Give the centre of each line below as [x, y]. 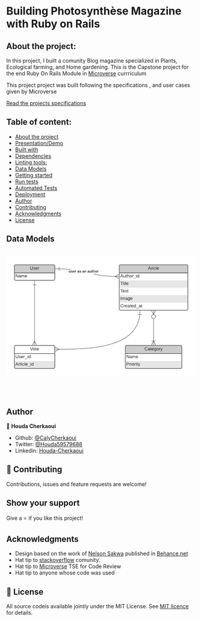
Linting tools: [31, 162]
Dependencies [33, 156]
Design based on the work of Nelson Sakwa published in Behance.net [101, 553]
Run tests [27, 181]
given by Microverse [32, 91]
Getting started [34, 175]
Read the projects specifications [46, 103]
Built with [26, 150]
